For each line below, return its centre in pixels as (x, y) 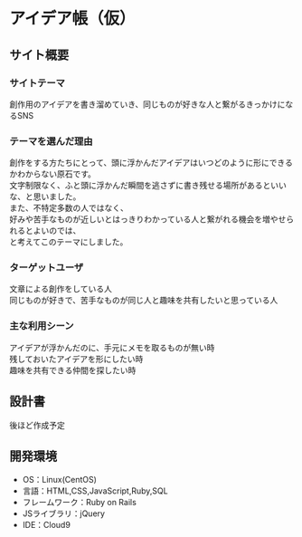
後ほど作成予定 (37, 425)
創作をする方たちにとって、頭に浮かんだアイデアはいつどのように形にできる (151, 163)
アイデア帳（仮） (72, 19)
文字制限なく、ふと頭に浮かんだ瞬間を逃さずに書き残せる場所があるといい (148, 186)
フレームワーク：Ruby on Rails (80, 503)
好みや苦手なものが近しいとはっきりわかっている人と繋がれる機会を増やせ (148, 219)
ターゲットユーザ (47, 268)
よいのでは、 (57, 231)
